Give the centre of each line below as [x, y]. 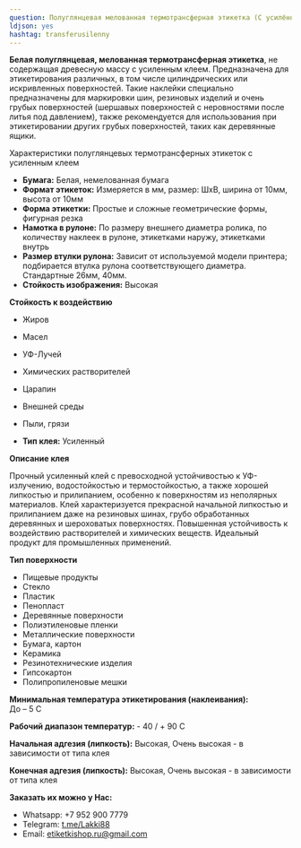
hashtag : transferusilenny [60, 34]
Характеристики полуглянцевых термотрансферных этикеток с [131, 153]
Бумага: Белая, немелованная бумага [95, 180]
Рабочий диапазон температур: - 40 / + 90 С [97, 726]
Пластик [39, 596]
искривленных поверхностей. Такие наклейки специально [122, 88]
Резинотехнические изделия [77, 663]
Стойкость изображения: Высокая [90, 285]
